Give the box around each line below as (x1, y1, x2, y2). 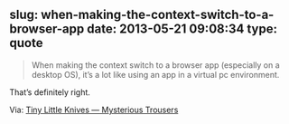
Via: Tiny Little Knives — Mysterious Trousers (9, 104, 179, 115)
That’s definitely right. (9, 86, 90, 98)
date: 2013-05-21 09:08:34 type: (87, 22, 278, 37)
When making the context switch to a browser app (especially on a (31, 59, 280, 71)
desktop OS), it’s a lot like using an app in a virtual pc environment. (31, 69, 280, 80)
